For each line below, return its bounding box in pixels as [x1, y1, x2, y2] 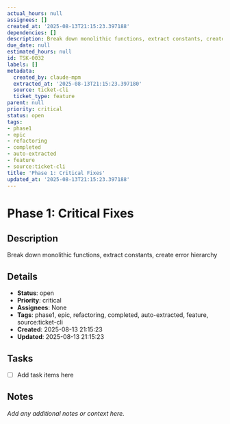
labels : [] [7, 61, 38, 68]
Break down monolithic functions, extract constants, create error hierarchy [7, 251, 218, 259]
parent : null [7, 99, 44, 106]
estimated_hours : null [7, 49, 72, 56]
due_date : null [7, 42, 51, 49]
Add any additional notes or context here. [7, 409, 125, 417]
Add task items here [16, 371, 74, 379]
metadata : [7, 67, 36, 74]
